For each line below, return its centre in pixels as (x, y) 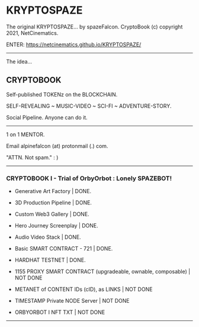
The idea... (19, 61)
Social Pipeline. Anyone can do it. (47, 117)
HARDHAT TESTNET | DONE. (50, 260)
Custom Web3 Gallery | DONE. (52, 214)
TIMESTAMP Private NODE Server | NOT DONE (72, 301)
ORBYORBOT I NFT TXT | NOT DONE (60, 312)
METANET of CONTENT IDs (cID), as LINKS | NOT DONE (84, 289)
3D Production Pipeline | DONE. (53, 203)
